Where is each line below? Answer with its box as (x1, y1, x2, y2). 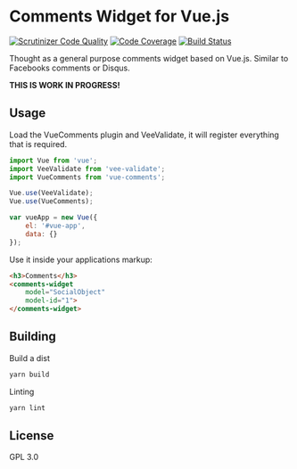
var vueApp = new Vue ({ (9, 213, 98, 222)
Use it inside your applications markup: (9, 254, 153, 265)
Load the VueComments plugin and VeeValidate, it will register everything (9, 129, 279, 140)
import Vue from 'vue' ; (9, 156, 98, 165)
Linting (9, 386, 35, 397)
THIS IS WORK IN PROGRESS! (9, 79, 120, 90)
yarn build (9, 370, 50, 379)
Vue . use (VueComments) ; (9, 197, 94, 206)
